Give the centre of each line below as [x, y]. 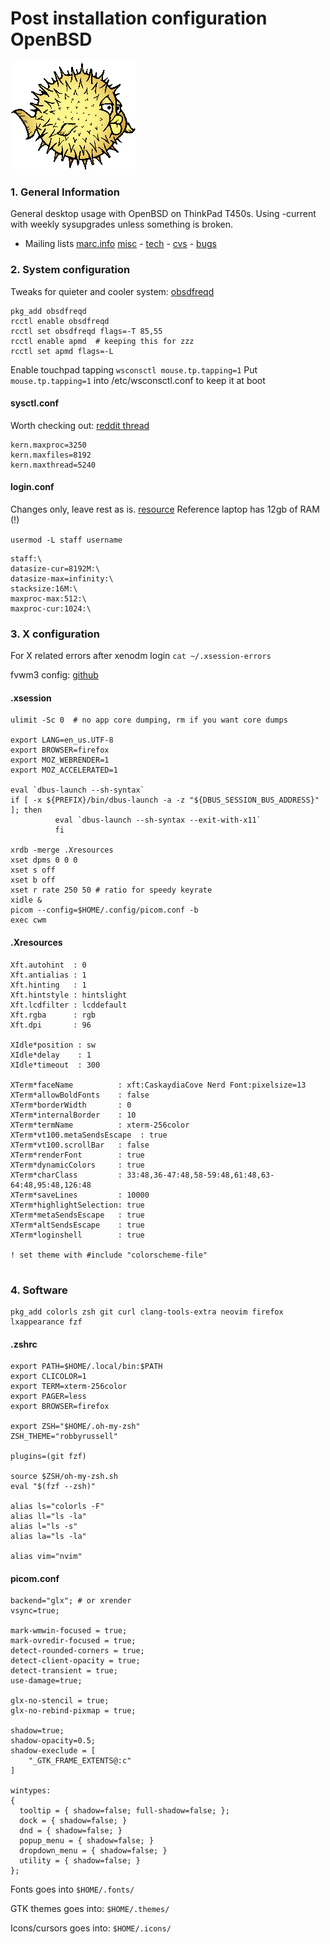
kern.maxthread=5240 [53, 465]
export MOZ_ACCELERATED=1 [64, 770]
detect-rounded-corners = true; [77, 1651]
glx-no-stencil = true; [60, 1701]
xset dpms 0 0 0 [44, 860]
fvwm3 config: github [54, 675]
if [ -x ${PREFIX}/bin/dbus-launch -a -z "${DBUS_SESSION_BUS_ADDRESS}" [165, 800]
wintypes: [31, 1791]
